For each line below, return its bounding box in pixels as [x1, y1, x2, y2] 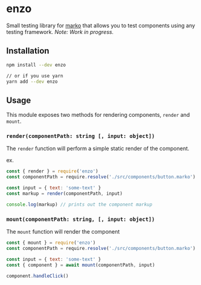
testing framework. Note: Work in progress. [6, 28, 114, 35]
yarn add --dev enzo [6, 78, 59, 85]
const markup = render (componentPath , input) [6, 191, 123, 197]
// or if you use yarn [6, 73, 63, 79]
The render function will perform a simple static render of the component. [6, 145, 190, 152]
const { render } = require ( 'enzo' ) [6, 168, 98, 174]
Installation [6, 46, 49, 56]
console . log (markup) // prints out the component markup [6, 201, 153, 208]
